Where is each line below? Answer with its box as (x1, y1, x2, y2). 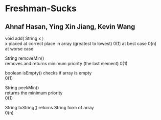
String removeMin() (5, 55, 45, 61)
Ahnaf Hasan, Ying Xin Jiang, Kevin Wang (5, 23, 136, 31)
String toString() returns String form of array (5, 105, 94, 110)
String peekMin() (5, 85, 39, 91)
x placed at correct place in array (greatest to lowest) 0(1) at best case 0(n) (5, 41, 157, 47)
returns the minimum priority (5, 90, 63, 96)
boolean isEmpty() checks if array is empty (5, 70, 92, 76)
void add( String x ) (5, 35, 44, 41)
